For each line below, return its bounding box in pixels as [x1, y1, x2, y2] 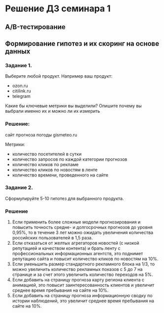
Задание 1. [5, 62, 32, 69]
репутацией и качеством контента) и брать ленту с [12, 245, 121, 251]
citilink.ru [12, 88, 31, 94]
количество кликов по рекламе [12, 161, 79, 167]
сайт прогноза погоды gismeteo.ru [5, 132, 77, 137]
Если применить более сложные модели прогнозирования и [12, 219, 141, 225]
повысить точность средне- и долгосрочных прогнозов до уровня [12, 224, 153, 230]
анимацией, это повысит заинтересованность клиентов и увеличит [12, 282, 155, 288]
